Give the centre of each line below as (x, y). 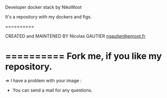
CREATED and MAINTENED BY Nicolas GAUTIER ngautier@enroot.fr (75, 36)
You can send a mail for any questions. (52, 90)
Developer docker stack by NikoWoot (43, 7)
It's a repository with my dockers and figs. (48, 17)
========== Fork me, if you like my (83, 56)
